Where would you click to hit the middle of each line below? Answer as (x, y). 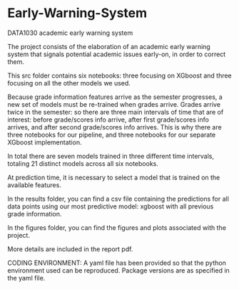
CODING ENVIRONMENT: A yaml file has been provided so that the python (117, 263)
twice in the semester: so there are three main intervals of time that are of (116, 112)
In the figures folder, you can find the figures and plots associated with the (117, 227)
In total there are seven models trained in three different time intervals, (111, 156)
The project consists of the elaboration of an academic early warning (109, 46)
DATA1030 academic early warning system (70, 33)
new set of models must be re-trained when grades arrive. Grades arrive (114, 104)
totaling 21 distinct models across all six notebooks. (83, 163)
